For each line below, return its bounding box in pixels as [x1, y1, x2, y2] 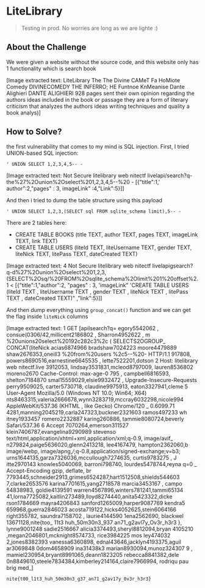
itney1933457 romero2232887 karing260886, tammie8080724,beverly [6, 415, 184, 422]
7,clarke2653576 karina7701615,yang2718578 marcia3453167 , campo [6, 480, 182, 487]
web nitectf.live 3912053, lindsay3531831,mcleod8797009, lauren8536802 [6, 363, 193, 370]
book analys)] [6, 108, 41, 116]
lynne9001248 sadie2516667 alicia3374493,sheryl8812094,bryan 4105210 [6, 525, 194, 533]
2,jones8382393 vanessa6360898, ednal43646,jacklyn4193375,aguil [6, 538, 181, 545]
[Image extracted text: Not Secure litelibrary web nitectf [6, 172, 146, 179]
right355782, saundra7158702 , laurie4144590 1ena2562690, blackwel [6, 512, 184, 519]
